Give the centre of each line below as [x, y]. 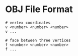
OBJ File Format [39, 9]
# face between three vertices [38, 40]
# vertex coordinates [28, 23]
